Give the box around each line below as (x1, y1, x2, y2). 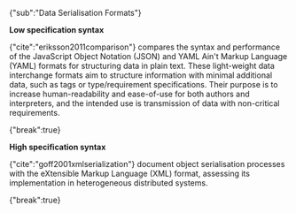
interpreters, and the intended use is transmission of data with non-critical (9, 98, 281, 109)
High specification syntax (9, 141, 106, 152)
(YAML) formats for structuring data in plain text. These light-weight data (9, 61, 275, 71)
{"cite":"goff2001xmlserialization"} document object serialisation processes (9, 159, 285, 169)
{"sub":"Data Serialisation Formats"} (9, 8, 142, 18)
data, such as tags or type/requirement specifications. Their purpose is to (9, 80, 278, 89)
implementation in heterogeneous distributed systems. (9, 178, 208, 188)
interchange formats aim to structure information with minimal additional (9, 70, 273, 80)
